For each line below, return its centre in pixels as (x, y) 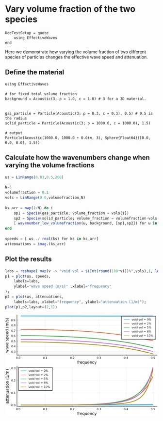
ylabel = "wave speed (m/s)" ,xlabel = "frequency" (63, 286)
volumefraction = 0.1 (27, 193)
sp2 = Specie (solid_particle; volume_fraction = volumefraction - (81, 218)
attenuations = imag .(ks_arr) (36, 244)
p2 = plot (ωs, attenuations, (34, 297)
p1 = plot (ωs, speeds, (28, 276)
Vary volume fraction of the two (70, 9)
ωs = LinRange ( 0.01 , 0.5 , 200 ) (34, 177)
